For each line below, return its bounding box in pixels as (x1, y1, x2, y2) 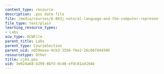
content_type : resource (5, 7, 54, 12)
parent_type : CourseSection (5, 43, 62, 48)
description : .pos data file (5, 12, 64, 17)
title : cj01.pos (5, 57, 38, 62)
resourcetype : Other (5, 52, 47, 57)
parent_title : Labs (5, 39, 45, 44)
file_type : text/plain (5, 20, 51, 26)
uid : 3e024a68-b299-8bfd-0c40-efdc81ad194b (5, 61, 95, 66)
